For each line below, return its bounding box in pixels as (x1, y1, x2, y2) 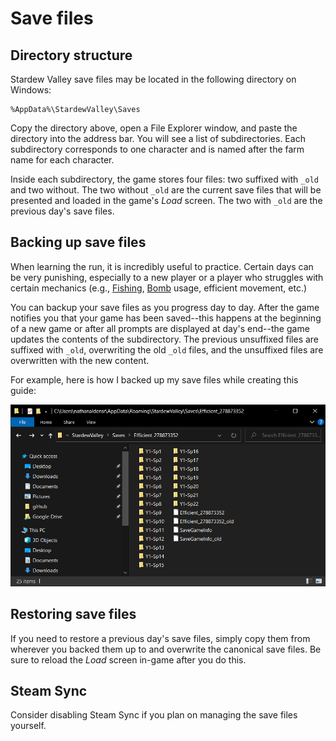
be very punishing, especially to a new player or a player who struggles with (10, 271, 324, 283)
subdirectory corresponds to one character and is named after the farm (10, 143, 305, 155)
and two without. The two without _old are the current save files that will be (10, 184, 322, 196)
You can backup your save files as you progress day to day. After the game (10, 301, 320, 313)
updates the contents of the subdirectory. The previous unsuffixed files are (10, 333, 320, 345)
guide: (10, 384, 37, 396)
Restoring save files (10, 606, 137, 623)
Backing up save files (10, 234, 147, 251)
